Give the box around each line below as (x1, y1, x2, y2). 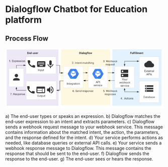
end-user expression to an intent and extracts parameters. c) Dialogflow (5, 119, 155, 124)
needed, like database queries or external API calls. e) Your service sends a (5, 140, 162, 146)
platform (5, 14, 42, 26)
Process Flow (5, 34, 49, 43)
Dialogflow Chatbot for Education (5, 4, 148, 15)
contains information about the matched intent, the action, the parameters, (5, 129, 160, 135)
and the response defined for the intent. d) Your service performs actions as (5, 134, 163, 140)
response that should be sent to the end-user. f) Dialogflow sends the (5, 150, 149, 156)
